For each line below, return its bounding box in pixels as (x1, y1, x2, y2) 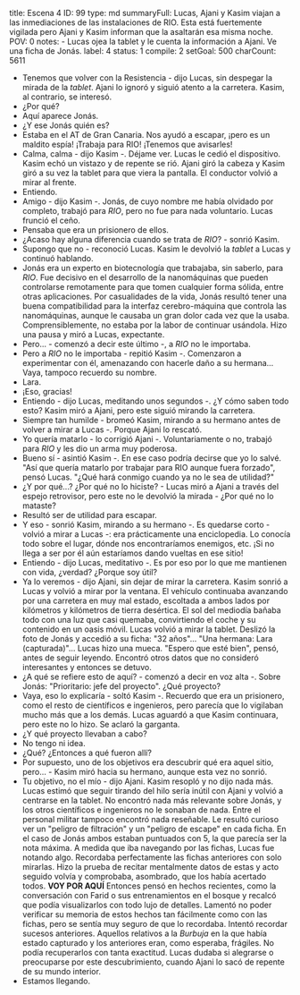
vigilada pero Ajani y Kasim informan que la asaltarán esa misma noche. (9, 27, 274, 37)
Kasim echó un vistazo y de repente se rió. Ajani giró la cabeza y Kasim (21, 158, 286, 168)
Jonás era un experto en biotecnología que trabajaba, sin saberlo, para (21, 263, 284, 273)
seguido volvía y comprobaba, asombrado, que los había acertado (21, 872, 267, 881)
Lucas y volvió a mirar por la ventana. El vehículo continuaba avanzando (21, 586, 288, 596)
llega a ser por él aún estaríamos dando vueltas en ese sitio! (21, 548, 244, 558)
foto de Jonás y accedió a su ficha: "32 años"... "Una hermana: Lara (21, 634, 273, 643)
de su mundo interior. (21, 966, 101, 976)
